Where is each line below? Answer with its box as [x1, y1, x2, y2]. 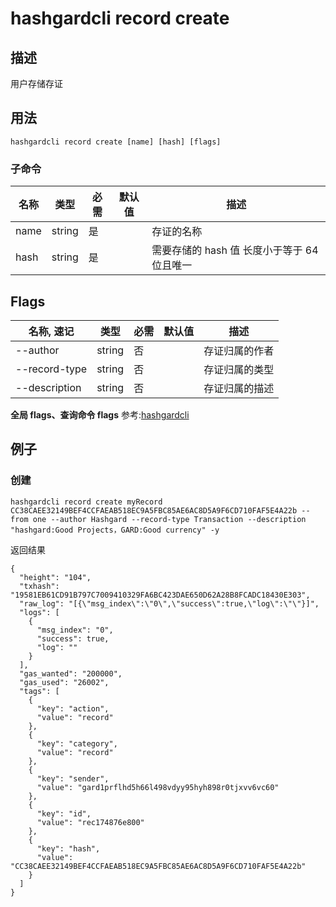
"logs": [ [19, 607, 60, 617]
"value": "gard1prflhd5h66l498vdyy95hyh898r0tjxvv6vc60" [36, 782, 280, 792]
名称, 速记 [28, 324, 75, 338]
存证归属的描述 [203, 381, 275, 395]
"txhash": [19, 581, 60, 591]
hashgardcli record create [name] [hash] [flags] [10, 137, 222, 147]
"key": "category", [36, 738, 118, 749]
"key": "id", [36, 808, 92, 819]
